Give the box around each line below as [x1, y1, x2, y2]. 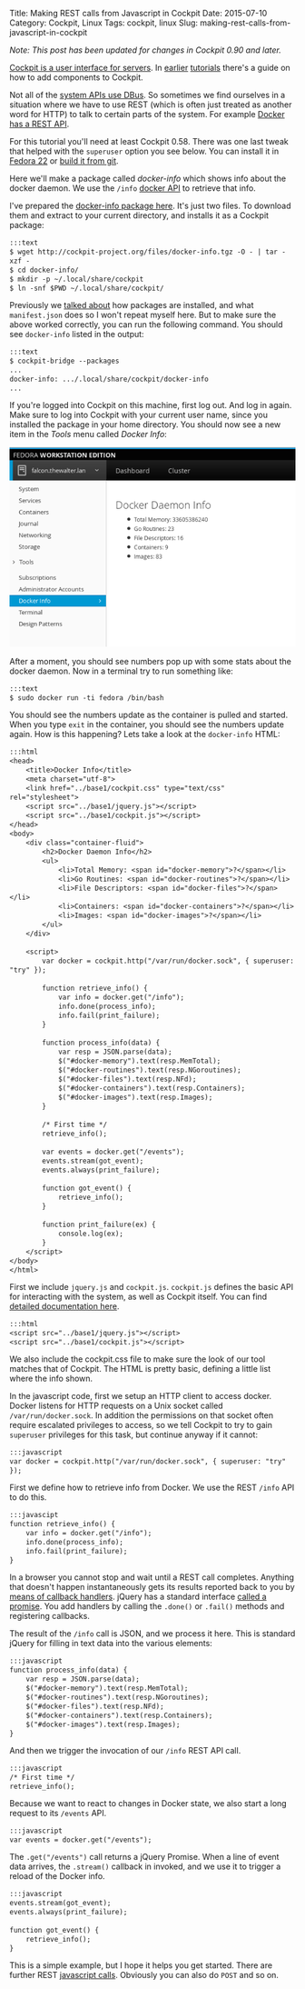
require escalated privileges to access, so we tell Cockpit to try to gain [9, 1419, 272, 1430]
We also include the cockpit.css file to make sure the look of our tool [9, 1354, 266, 1364]
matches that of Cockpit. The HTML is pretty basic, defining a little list [9, 1363, 271, 1374]
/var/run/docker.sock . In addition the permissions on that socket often [9, 1409, 274, 1421]
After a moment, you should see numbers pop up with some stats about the [9, 655, 292, 666]
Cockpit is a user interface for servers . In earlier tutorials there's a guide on [9, 63, 290, 73]
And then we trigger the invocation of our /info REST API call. [9, 1744, 241, 1755]
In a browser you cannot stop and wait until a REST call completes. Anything [9, 1572, 295, 1583]
